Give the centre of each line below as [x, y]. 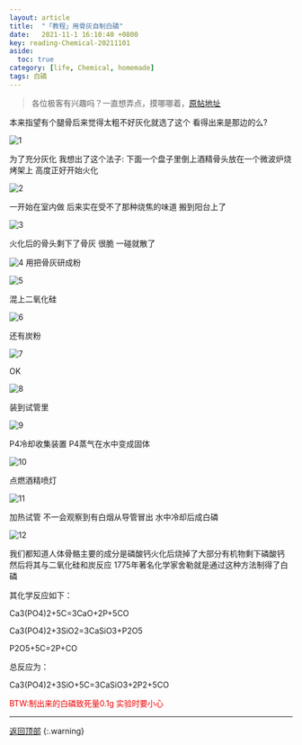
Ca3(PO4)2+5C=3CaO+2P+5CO [69, 613]
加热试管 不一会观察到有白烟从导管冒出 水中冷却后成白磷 [114, 517]
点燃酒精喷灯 [33, 480]
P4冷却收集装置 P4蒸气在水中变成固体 [80, 443]
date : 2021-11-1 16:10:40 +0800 [74, 34]
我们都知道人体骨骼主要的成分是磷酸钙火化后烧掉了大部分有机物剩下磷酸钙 [147, 553]
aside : [22, 51]
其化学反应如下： [41, 595]
